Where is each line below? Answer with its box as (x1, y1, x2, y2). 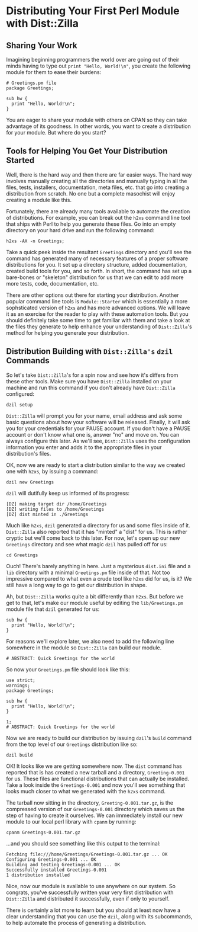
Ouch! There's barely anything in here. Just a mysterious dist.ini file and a (6, 562, 191, 569)
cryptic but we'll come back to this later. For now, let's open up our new (6, 534, 180, 542)
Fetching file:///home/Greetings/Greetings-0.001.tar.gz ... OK (6, 851, 168, 857)
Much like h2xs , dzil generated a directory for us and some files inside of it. (6, 521, 190, 529)
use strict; (6, 677, 35, 683)
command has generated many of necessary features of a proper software (6, 255, 188, 262)
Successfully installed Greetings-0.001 (6, 867, 108, 873)
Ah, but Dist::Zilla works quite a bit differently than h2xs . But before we (6, 592, 184, 600)
